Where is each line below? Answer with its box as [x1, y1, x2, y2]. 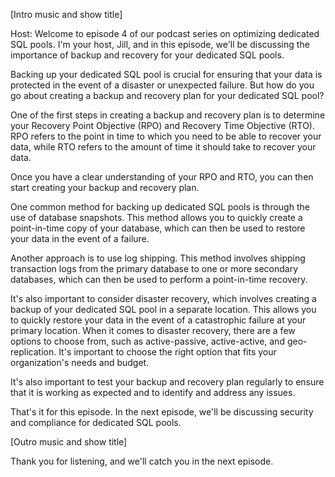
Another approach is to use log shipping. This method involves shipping [10, 252, 306, 264]
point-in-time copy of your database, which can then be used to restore [10, 222, 306, 234]
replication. [10, 346, 57, 358]
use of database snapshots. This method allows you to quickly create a [10, 212, 303, 223]
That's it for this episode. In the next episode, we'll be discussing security [10, 406, 314, 418]
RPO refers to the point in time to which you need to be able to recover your [10, 130, 322, 142]
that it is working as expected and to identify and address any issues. [10, 387, 296, 398]
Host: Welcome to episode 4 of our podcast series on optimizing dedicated [10, 28, 320, 39]
